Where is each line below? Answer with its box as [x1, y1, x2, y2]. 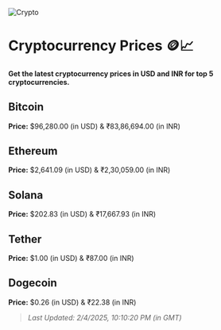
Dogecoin [8, 276, 57, 290]
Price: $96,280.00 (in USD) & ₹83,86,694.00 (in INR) [8, 121, 181, 131]
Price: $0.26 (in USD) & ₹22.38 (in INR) [8, 297, 137, 307]
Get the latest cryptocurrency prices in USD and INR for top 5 [8, 68, 214, 79]
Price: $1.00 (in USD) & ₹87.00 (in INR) [8, 254, 134, 263]
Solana [8, 188, 44, 201]
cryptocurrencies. [8, 77, 70, 86]
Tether [8, 232, 42, 246]
